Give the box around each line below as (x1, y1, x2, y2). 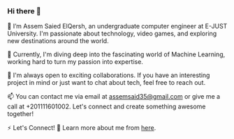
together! (7, 110, 34, 118)
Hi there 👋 (7, 6, 42, 16)
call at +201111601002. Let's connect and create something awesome (7, 102, 206, 111)
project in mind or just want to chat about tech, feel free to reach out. (7, 79, 206, 87)
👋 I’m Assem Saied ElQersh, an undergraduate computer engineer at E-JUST (7, 22, 228, 31)
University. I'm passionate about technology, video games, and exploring (7, 29, 217, 38)
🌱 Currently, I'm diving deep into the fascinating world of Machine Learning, (7, 50, 226, 58)
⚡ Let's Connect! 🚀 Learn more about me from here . (7, 124, 156, 132)
